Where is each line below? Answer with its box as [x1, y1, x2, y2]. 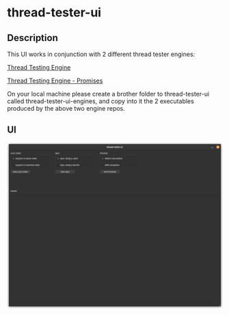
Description [7, 32, 58, 44]
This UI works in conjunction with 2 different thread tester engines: [7, 50, 196, 58]
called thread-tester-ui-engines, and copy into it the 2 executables [7, 97, 195, 105]
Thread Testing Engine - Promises [7, 77, 103, 85]
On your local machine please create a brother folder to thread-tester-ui [7, 90, 210, 98]
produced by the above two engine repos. [7, 105, 125, 112]
